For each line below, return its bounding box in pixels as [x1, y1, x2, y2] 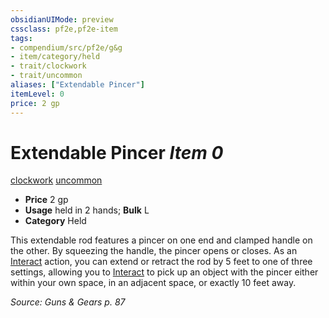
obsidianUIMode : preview [10, 14, 114, 25]
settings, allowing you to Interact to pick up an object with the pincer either [10, 266, 319, 278]
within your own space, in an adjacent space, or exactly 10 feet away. [10, 277, 297, 289]
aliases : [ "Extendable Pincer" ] [10, 80, 145, 90]
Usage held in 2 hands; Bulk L [24, 204, 150, 216]
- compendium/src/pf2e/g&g [10, 42, 123, 53]
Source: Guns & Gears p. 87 [10, 296, 126, 308]
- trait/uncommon [10, 71, 83, 81]
